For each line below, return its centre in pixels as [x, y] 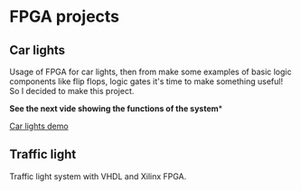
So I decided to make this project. [72, 91]
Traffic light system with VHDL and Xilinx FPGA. [98, 176]
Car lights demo [39, 126]
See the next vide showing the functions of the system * [116, 109]
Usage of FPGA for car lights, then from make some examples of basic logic [150, 72]
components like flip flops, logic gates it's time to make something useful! [146, 81]
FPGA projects [65, 17]
